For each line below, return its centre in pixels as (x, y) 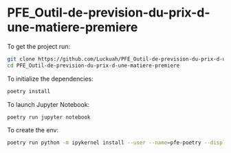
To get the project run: (39, 46)
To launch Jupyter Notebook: (48, 104)
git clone (21, 59)
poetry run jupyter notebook (49, 117)
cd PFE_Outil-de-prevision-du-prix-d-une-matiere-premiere (93, 65)
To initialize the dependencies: (51, 79)
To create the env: (33, 130)
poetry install (29, 91)
